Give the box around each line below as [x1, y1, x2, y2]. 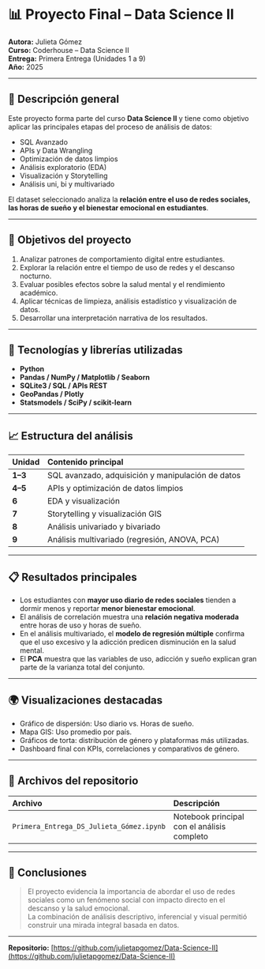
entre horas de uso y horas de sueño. [19, 620, 142, 630]
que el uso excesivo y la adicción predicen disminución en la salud [19, 637, 237, 647]
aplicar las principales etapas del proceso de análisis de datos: [8, 122, 212, 131]
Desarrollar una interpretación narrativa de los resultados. [19, 313, 207, 322]
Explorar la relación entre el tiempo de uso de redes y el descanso [19, 262, 235, 272]
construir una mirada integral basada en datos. [27, 921, 180, 930]
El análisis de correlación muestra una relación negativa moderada [19, 613, 239, 621]
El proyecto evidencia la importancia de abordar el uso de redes [27, 887, 236, 896]
